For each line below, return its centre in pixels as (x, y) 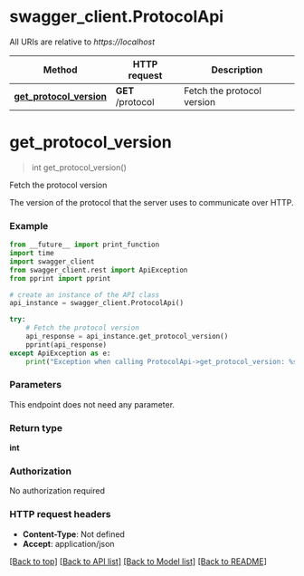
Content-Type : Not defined (73, 534)
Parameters (35, 385)
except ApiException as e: (60, 353)
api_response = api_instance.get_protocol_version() (127, 337)
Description (237, 70)
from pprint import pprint (60, 278)
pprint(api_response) (66, 345)
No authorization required (57, 491)
